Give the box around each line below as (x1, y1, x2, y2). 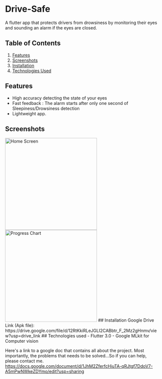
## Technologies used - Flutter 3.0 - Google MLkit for (41, 333, 149, 339)
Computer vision (5, 338, 39, 344)
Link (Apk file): (5, 323, 35, 328)
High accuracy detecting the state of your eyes (12, 95, 107, 101)
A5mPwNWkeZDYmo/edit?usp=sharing (5, 369, 85, 375)
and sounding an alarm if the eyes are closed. (5, 25, 97, 30)
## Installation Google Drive (97, 317, 154, 323)
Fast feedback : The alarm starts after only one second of (12, 100, 129, 106)
